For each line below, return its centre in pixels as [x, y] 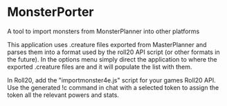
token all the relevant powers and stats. [63, 95]
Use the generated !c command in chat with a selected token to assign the [113, 87]
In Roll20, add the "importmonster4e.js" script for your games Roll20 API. [111, 80]
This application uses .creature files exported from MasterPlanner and [107, 44]
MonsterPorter [51, 12]
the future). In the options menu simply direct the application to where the [112, 59]
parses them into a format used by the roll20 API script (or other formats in [113, 52]
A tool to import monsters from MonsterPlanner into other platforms [103, 31]
